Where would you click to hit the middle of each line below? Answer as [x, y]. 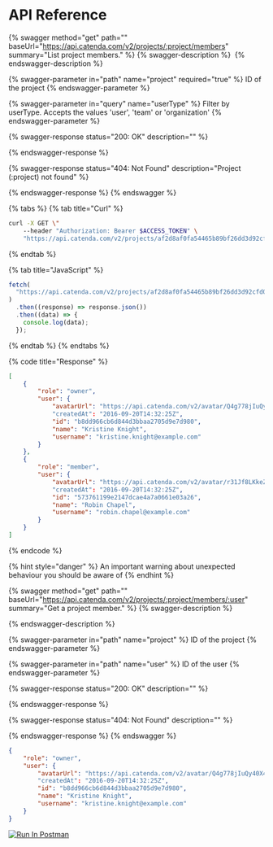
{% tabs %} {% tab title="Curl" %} [66, 208]
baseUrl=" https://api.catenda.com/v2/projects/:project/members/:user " [128, 599]
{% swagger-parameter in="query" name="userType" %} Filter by [119, 103]
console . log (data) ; [56, 322]
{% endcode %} [35, 550]
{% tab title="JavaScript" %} [56, 269]
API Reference [58, 15]
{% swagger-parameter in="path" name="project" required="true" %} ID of [135, 79]
